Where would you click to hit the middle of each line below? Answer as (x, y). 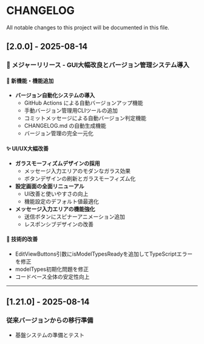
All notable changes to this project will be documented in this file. (88, 27)
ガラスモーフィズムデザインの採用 (57, 163)
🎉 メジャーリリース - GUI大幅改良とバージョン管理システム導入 (98, 65)
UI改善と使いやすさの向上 (56, 194)
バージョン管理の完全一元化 (59, 133)
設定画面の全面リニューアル (50, 186)
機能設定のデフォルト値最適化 (61, 201)
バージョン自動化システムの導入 (55, 96)
